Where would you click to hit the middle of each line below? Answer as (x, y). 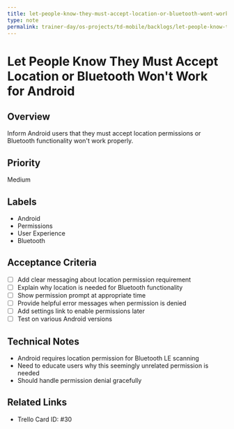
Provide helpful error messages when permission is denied (102, 303)
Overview (29, 116)
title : (17, 14)
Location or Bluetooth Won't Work (108, 76)
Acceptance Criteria (52, 263)
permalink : (23, 27)
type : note (23, 20)
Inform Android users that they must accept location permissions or (104, 133)
